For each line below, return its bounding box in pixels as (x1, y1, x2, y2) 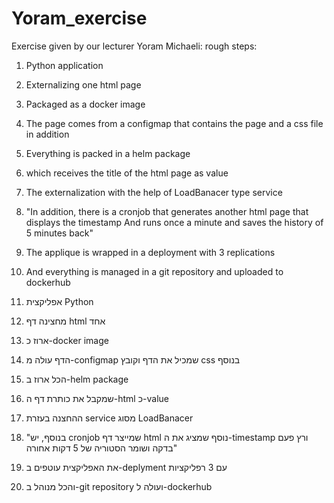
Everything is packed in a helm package (25, 147, 191, 159)
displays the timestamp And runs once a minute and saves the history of (25, 216, 324, 228)
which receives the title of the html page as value (25, 167, 229, 179)
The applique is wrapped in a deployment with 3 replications (25, 246, 276, 258)
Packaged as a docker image (25, 98, 146, 110)
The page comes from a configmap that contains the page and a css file (25, 117, 324, 129)
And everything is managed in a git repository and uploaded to (25, 265, 284, 277)
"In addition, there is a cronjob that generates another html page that (25, 205, 309, 217)
